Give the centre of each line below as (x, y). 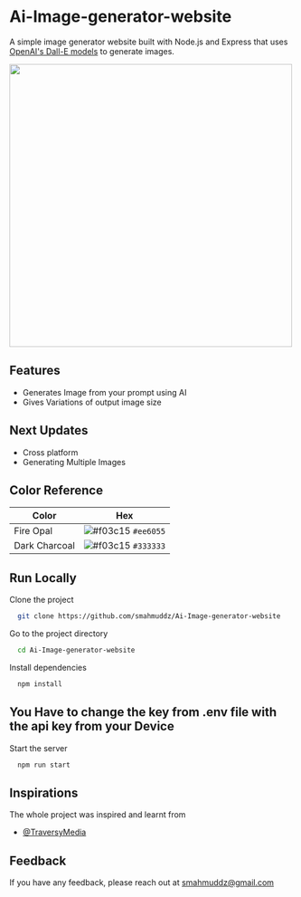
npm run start (44, 765)
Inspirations (44, 792)
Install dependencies (48, 667)
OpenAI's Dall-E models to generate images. (92, 51)
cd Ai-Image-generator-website (76, 650)
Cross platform (50, 452)
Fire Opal (33, 531)
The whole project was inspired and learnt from (98, 815)
